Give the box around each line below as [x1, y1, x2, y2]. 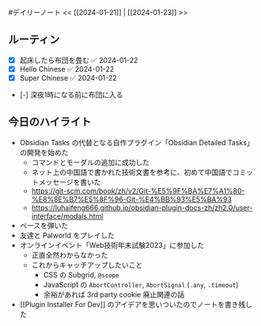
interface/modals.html [31, 211, 104, 220]
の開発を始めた [19, 148, 69, 157]
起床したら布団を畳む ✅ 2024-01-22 [19, 55, 138, 65]
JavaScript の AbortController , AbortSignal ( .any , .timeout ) [43, 279, 239, 289]
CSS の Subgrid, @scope [43, 270, 120, 279]
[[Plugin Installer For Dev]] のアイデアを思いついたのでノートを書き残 [19, 299, 246, 309]
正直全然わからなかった [31, 250, 108, 260]
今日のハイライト [8, 115, 92, 129]
